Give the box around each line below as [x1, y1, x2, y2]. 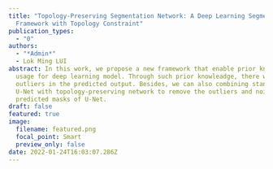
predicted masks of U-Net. [15, 95, 107, 103]
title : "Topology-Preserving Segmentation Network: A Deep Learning [8, 11, 245, 20]
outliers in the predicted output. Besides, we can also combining [15, 80, 249, 88]
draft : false [8, 102, 53, 110]
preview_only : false [15, 140, 85, 149]
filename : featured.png [15, 125, 96, 133]
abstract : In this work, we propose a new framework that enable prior [8, 65, 256, 73]
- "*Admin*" [15, 50, 57, 58]
